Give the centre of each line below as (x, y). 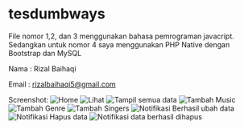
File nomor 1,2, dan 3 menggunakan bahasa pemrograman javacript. (122, 36)
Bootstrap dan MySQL (45, 53)
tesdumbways (57, 14)
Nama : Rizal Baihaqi (42, 68)
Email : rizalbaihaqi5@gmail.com (62, 84)
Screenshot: (29, 99)
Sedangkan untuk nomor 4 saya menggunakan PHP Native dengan (119, 44)
